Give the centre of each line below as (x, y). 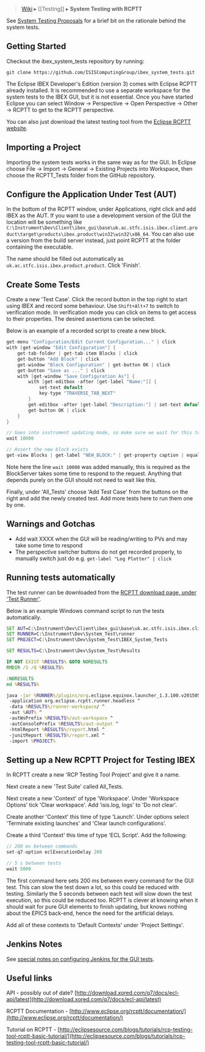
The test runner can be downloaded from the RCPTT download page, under (102, 592)
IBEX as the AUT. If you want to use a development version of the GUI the (99, 216)
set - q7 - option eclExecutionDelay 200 (54, 852)
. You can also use (171, 234)
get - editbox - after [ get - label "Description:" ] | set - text (105, 404)
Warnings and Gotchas (51, 524)
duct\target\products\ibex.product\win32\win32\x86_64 (77, 235)
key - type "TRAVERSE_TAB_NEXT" (77, 393)
